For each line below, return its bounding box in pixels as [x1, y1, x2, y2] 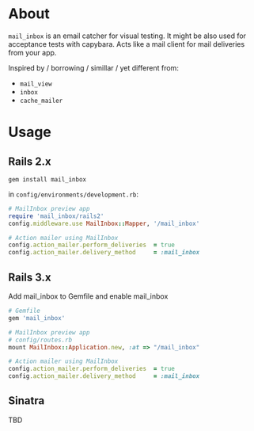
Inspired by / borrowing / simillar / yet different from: [8, 63, 180, 72]
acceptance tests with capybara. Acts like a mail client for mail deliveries [8, 39, 245, 48]
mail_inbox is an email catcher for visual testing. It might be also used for [8, 31, 247, 40]
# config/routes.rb [8, 336, 73, 344]
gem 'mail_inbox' [8, 314, 66, 322]
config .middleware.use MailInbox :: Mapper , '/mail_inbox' [8, 219, 200, 227]
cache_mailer [19, 97, 63, 105]
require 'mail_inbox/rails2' [8, 212, 104, 220]
